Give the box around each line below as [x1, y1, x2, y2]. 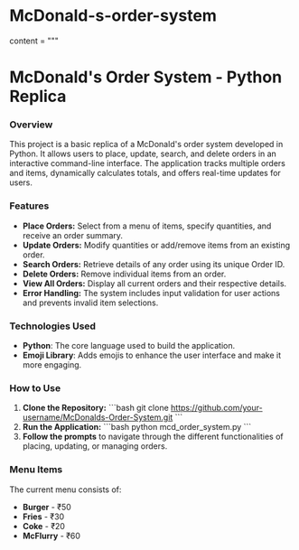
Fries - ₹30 [22, 511, 65, 522]
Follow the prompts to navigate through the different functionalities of [22, 431, 284, 443]
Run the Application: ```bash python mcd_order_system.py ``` [22, 422, 252, 433]
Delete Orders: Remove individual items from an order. [22, 268, 227, 279]
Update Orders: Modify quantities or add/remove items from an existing [22, 239, 291, 250]
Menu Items [9, 463, 63, 476]
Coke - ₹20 [22, 520, 66, 531]
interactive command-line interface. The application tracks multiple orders [9, 158, 286, 169]
